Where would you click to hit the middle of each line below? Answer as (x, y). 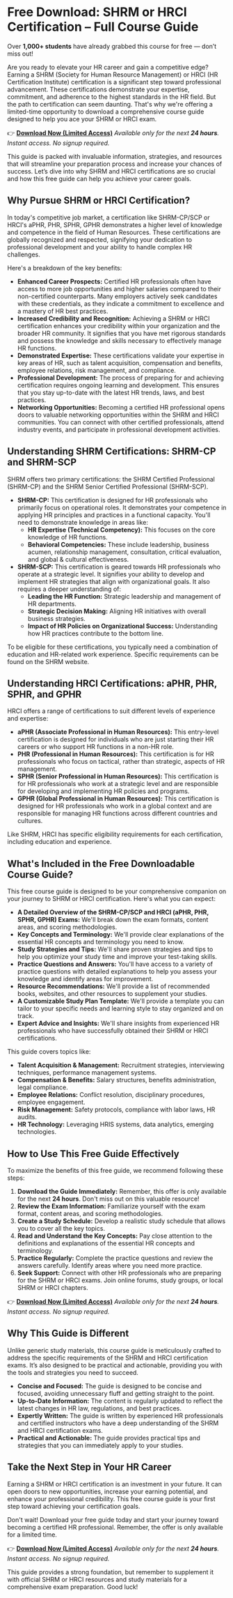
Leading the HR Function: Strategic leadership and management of (124, 596)
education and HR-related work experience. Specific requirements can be (113, 654)
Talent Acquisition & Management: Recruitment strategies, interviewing (121, 1065)
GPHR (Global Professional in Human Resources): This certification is (118, 799)
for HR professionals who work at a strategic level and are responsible (118, 784)
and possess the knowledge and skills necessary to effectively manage (119, 340)
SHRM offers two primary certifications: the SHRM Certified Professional (111, 479)
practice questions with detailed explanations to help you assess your (117, 971)
